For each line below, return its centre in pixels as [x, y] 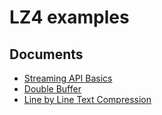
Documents [46, 54]
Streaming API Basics [68, 78]
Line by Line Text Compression [87, 99]
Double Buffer [52, 89]
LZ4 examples [69, 17]
